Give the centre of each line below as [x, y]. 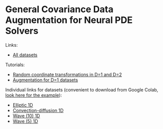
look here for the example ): [34, 95]
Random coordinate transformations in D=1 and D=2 [67, 74]
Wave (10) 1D [26, 116]
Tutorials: [15, 64]
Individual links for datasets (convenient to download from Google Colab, [82, 89]
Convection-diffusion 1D [38, 110]
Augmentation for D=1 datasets [45, 80]
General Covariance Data [59, 9]
